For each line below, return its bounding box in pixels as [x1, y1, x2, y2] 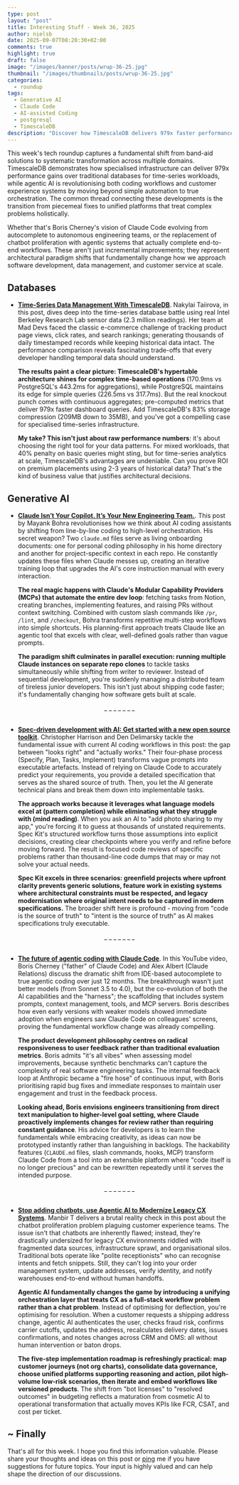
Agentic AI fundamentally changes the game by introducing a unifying [17, 1288, 230, 1296]
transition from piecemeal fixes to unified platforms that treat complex [7, 202, 212, 211]
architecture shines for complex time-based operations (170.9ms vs [17, 375, 222, 384]
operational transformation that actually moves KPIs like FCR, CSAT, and [17, 1400, 230, 1408]
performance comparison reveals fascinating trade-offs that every [17, 346, 212, 354]
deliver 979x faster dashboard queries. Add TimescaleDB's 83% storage [17, 405, 231, 413]
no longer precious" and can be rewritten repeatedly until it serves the [17, 1163, 224, 1171]
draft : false [7, 57, 46, 64]
